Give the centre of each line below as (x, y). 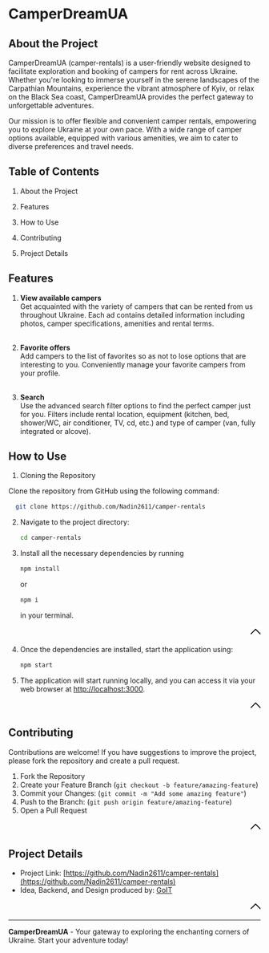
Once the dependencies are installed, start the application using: (126, 649)
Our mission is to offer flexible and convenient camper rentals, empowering (132, 121)
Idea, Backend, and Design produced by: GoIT (96, 890)
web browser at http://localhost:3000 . (82, 689)
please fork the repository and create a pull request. (94, 760)
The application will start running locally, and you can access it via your (138, 680)
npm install (40, 569)
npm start (36, 665)
